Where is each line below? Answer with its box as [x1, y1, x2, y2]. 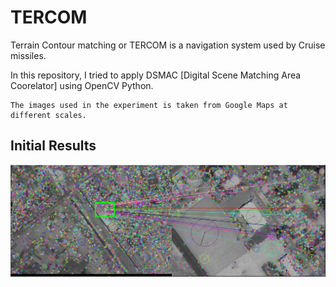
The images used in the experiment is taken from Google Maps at [10, 100, 288, 110]
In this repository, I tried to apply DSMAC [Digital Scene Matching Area [10, 69, 302, 81]
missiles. [10, 49, 47, 61]
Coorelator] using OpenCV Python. [10, 79, 154, 91]
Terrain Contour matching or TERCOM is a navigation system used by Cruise [10, 39, 326, 51]
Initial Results [10, 137, 97, 155]
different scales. [10, 110, 87, 120]
